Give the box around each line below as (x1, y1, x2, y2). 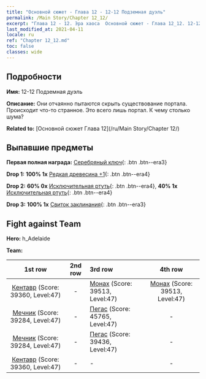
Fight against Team (6, 218, 82, 229)
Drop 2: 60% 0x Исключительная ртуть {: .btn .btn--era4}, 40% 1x (6, 182, 178, 190)
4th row (159, 265, 183, 274)
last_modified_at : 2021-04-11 (6, 26, 84, 33)
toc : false (6, 44, 34, 50)
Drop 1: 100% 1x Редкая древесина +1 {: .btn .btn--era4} (6, 170, 150, 178)
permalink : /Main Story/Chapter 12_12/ (6, 15, 109, 21)
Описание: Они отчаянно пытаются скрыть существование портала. (6, 99, 188, 107)
